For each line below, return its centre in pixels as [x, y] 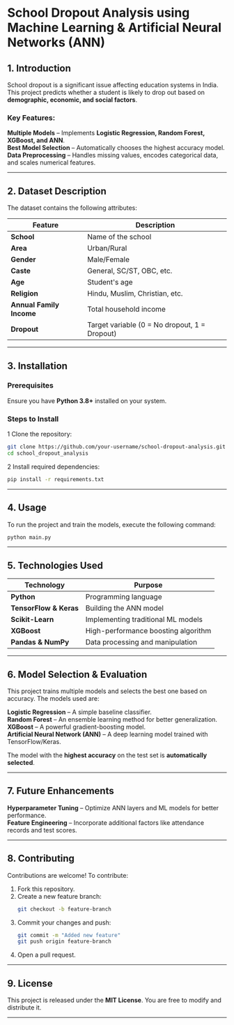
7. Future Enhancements [61, 791]
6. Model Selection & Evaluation [77, 674]
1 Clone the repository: [40, 434]
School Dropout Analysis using [99, 13]
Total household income [126, 310]
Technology [44, 585]
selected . [21, 763]
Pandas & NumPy [40, 642]
